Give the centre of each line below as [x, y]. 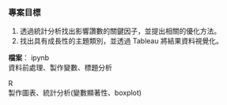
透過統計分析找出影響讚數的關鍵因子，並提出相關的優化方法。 [120, 31]
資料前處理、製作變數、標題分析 [60, 68]
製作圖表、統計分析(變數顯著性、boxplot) [75, 93]
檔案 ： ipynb [29, 58]
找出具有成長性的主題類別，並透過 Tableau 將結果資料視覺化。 [121, 41]
